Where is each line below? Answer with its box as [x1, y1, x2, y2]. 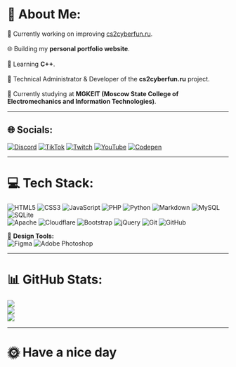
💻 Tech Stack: [7, 175, 94, 191]
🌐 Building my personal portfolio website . [7, 44, 130, 53]
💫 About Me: [7, 6, 81, 22]
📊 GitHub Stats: [7, 272, 103, 287]
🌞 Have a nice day [7, 344, 117, 360]
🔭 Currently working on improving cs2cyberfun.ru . [7, 29, 153, 38]
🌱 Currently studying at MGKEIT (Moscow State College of [7, 89, 179, 98]
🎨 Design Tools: [7, 232, 54, 240]
